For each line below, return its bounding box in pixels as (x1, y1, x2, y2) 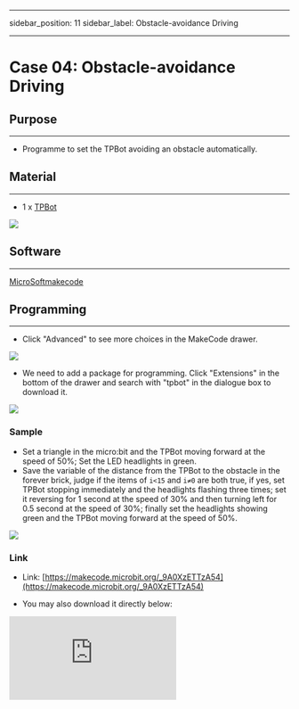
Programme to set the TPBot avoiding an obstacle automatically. (21, 144, 258, 154)
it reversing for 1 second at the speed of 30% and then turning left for (21, 493, 278, 504)
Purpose (9, 111, 58, 127)
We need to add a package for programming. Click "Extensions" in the (21, 367, 280, 379)
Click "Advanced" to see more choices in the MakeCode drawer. (21, 334, 258, 344)
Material (9, 169, 56, 185)
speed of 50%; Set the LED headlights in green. (21, 456, 198, 466)
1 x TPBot (21, 202, 58, 212)
